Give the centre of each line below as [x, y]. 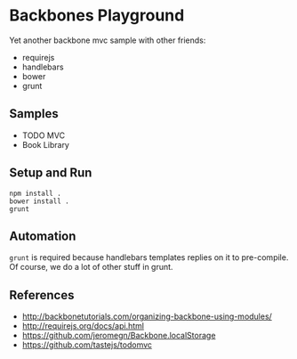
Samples [34, 114]
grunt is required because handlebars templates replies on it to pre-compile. [149, 257]
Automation [43, 236]
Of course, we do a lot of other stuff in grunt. [91, 267]
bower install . [39, 201]
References [42, 295]
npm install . [36, 193]
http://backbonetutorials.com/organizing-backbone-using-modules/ [147, 316]
